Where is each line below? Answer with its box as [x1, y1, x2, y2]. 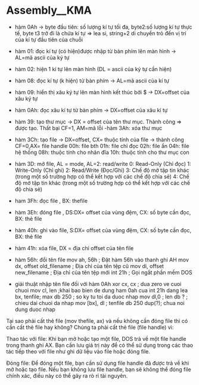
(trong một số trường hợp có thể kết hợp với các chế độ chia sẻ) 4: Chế [14, 173, 189, 180]
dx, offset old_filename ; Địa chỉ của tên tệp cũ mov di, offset [14, 262, 164, 269]
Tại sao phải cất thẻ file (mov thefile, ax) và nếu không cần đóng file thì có [6, 317, 188, 324]
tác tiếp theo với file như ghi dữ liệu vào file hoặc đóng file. [6, 347, 151, 355]
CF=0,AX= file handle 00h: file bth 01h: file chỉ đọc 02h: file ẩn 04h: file [14, 142, 189, 149]
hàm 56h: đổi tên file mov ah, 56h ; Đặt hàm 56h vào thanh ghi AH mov [14, 256, 189, 263]
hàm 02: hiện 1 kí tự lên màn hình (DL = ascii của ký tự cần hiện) [14, 65, 172, 72]
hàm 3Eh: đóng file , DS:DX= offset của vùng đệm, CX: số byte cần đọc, [14, 208, 191, 215]
